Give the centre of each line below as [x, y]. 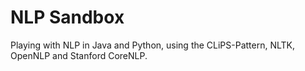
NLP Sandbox [67, 17]
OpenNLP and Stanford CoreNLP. [79, 55]
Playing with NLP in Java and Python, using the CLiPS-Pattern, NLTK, [153, 45]
